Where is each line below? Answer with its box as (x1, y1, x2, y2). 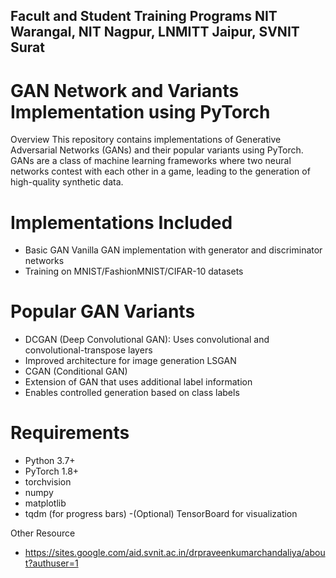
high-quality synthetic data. (10, 176, 124, 188)
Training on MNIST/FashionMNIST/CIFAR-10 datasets (24, 265, 244, 278)
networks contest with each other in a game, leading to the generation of (10, 165, 311, 178)
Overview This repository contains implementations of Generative (10, 134, 282, 146)
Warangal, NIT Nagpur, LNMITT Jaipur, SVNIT (10, 24, 300, 41)
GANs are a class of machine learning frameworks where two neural (10, 155, 292, 167)
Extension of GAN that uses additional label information (24, 376, 253, 388)
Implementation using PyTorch (10, 100, 271, 123)
